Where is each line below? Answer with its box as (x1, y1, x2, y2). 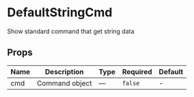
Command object (36, 78, 92, 88)
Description (44, 66, 84, 76)
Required (122, 66, 152, 76)
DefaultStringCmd (7, 5, 113, 20)
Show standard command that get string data (7, 27, 135, 35)
